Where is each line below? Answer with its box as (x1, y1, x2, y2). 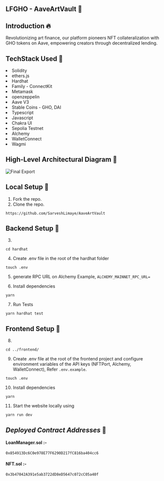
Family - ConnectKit (12, 84, 52, 89)
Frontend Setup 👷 (5, 324, 61, 333)
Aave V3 (12, 99, 29, 105)
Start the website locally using (12, 403, 75, 409)
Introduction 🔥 (5, 22, 51, 30)
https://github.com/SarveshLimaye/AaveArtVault (5, 211, 106, 216)
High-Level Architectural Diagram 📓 (5, 155, 118, 164)
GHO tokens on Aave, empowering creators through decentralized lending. (5, 40, 158, 46)
